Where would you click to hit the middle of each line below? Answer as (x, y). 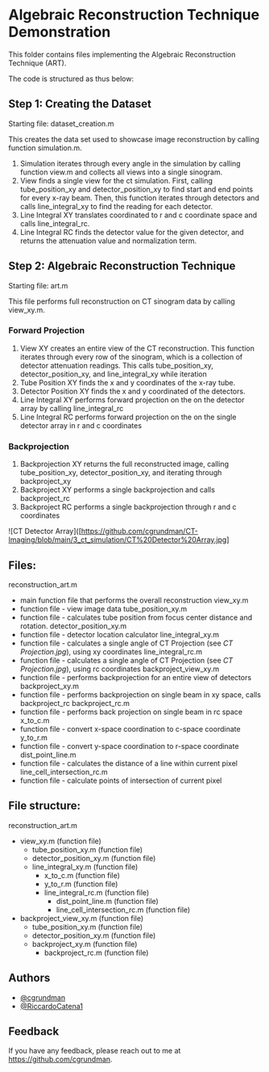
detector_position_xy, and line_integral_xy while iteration (114, 374)
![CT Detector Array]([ (45, 532)
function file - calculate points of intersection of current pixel (121, 780)
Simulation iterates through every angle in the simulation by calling (130, 163)
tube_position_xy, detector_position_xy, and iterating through (121, 473)
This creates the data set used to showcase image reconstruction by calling (134, 139)
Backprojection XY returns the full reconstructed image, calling (124, 464)
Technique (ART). (37, 63)
